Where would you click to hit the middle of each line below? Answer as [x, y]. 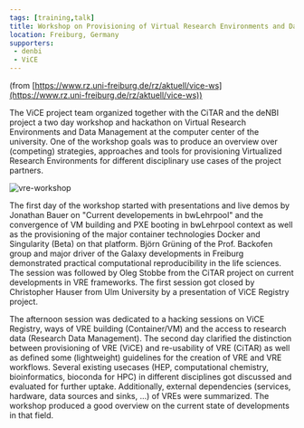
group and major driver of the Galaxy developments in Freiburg [127, 253]
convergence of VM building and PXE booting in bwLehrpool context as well [151, 224]
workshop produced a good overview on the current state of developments [149, 405]
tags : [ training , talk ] [52, 18]
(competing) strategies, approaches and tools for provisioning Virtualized [146, 151]
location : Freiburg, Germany [64, 34]
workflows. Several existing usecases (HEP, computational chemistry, [139, 367]
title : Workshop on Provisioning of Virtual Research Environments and [147, 26]
